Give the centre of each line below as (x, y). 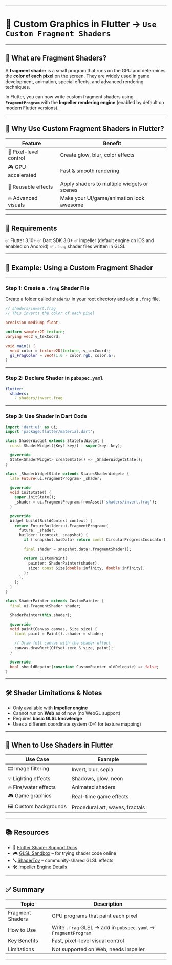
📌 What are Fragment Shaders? (56, 58)
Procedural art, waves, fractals (108, 807)
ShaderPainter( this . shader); (41, 615)
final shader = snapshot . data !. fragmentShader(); (78, 549)
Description (108, 904)
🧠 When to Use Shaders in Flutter (59, 745)
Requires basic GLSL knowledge (47, 719)
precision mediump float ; (33, 323)
